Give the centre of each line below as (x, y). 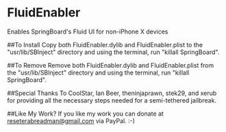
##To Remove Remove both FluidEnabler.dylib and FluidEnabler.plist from (111, 65)
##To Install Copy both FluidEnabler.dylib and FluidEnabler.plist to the (105, 44)
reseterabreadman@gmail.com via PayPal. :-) (71, 120)
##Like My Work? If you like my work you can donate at (86, 114)
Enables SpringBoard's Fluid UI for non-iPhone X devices (88, 31)
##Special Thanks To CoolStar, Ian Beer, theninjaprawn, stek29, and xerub (112, 93)
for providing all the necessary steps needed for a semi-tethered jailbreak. (112, 100)
